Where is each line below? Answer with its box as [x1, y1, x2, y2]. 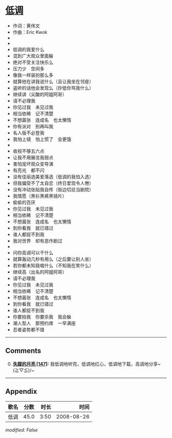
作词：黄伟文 [12, 23, 40, 29]
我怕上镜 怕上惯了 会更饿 [12, 136, 72, 142]
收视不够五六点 [12, 148, 45, 154]
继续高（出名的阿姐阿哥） [12, 269, 67, 275]
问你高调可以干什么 [12, 249, 54, 255]
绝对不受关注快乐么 [12, 59, 54, 65]
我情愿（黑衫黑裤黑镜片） [12, 193, 67, 199]
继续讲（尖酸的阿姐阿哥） [12, 91, 67, 97]
